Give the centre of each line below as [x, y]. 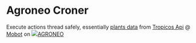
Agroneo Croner [47, 10]
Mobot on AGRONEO [35, 34]
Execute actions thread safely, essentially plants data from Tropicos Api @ [98, 27]
